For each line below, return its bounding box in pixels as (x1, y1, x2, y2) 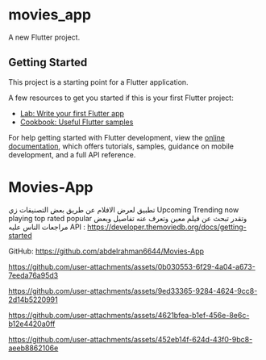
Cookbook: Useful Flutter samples (19, 117, 134, 127)
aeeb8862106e (8, 343, 59, 353)
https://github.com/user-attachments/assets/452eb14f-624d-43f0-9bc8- (8, 334, 253, 344)
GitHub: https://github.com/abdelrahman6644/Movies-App (8, 246, 204, 256)
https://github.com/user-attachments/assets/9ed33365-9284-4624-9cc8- (8, 286, 258, 295)
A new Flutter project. (8, 32, 81, 42)
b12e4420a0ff (8, 319, 56, 329)
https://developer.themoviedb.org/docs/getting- (87, 222, 247, 232)
